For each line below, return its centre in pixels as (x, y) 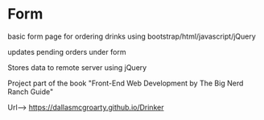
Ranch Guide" (31, 91)
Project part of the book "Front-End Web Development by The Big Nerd (126, 83)
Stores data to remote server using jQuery (77, 67)
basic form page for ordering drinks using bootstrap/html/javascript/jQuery (132, 36)
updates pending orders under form (67, 52)
